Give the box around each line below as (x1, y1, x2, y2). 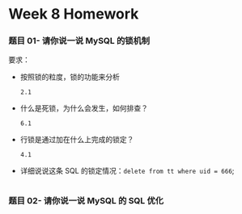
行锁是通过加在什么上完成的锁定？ (19, 135, 134, 145)
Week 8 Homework (8, 5, 139, 23)
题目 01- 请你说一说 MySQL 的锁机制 (8, 36, 151, 47)
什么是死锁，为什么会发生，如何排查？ (19, 103, 148, 113)
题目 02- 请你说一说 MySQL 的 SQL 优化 (8, 195, 164, 207)
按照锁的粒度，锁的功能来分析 (19, 72, 120, 82)
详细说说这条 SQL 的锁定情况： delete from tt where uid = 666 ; (19, 166, 235, 176)
